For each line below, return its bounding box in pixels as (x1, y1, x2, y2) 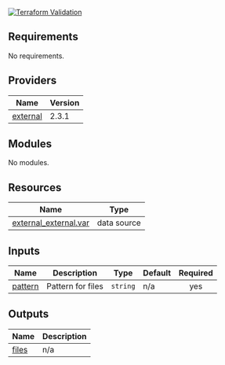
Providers (8, 74, 57, 87)
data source (96, 217, 141, 228)
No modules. (8, 158, 49, 168)
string (111, 282, 136, 291)
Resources (8, 181, 62, 194)
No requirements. (8, 51, 65, 61)
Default (143, 267, 171, 278)
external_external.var (12, 217, 90, 228)
